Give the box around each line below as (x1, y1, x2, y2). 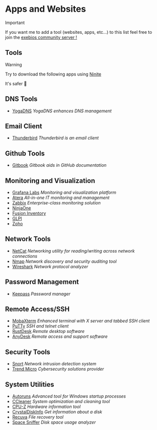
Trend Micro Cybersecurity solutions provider (12, 366, 104, 372)
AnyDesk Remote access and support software (12, 333, 108, 339)
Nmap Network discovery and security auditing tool (12, 258, 117, 264)
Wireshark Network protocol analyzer (12, 263, 89, 269)
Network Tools (5, 235, 51, 243)
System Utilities (5, 380, 55, 388)
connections (12, 253, 38, 259)
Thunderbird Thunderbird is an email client (12, 135, 99, 141)
